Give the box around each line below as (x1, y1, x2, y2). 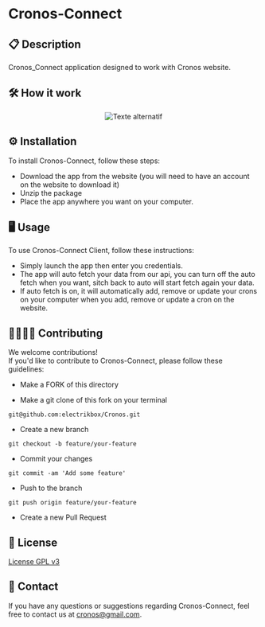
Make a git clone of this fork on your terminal (19, 395, 167, 405)
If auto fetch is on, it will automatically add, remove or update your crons (19, 286, 257, 296)
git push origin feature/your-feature (8, 499, 137, 507)
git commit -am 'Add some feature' (8, 469, 127, 477)
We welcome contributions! (8, 348, 98, 357)
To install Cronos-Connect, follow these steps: (8, 156, 161, 166)
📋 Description (8, 37, 81, 51)
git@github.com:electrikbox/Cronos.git (8, 411, 141, 419)
